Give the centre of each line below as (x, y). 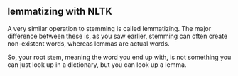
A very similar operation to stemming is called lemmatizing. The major (109, 28)
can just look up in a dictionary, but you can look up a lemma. (97, 64)
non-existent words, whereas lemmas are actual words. (88, 43)
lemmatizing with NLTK (60, 12)
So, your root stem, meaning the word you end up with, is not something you (119, 57)
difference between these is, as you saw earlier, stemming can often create (118, 36)
